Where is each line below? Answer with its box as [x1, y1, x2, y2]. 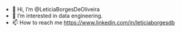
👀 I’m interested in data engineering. [12, 12, 103, 19]
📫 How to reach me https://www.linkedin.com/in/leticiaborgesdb [12, 19, 175, 26]
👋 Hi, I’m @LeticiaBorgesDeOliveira [12, 6, 100, 13]
